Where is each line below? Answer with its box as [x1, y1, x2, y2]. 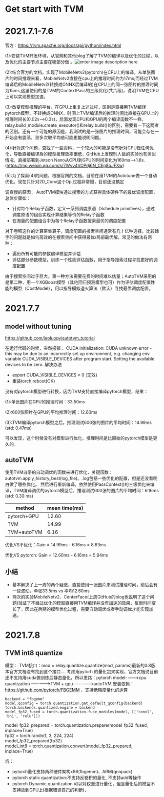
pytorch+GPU [7, 513, 39, 519]
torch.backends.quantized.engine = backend [5, 705, 95, 710]
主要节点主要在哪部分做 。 [21, 59, 75, 65]
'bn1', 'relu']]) [5, 714, 41, 718]
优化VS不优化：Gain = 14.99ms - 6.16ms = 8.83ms [5, 541, 106, 547]
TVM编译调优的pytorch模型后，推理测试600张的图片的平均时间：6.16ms [13, 487, 159, 493]
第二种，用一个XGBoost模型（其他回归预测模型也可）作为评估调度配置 [9, 279, 151, 285]
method [16, 504, 34, 511]
